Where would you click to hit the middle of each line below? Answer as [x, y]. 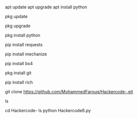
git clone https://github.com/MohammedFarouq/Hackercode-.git [69, 92]
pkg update [16, 16]
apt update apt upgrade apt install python [46, 7]
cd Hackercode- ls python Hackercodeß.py [48, 110]
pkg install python [23, 35]
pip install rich [19, 82]
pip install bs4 [19, 63]
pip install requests [24, 45]
